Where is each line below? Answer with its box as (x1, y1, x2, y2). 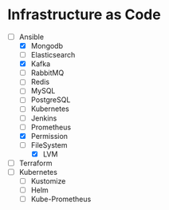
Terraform (18, 158, 53, 168)
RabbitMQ (30, 68, 65, 77)
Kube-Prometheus (30, 194, 92, 204)
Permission (30, 131, 69, 141)
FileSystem (30, 140, 68, 149)
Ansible (18, 32, 45, 42)
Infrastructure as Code (7, 6, 161, 24)
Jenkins (30, 113, 57, 123)
